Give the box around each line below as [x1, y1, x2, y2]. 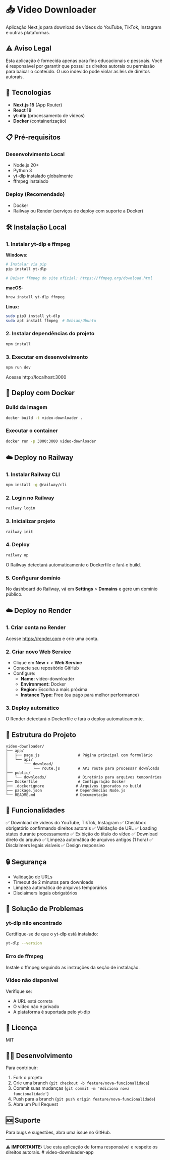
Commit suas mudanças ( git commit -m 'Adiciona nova [13, 1085, 130, 1091]
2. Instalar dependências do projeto [6, 330, 95, 337]
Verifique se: [6, 988, 32, 994]
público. [6, 591, 23, 597]
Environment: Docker [20, 681, 66, 687]
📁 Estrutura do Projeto [6, 730, 76, 739]
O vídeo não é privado [13, 1003, 60, 1010]
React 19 [13, 107, 32, 113]
